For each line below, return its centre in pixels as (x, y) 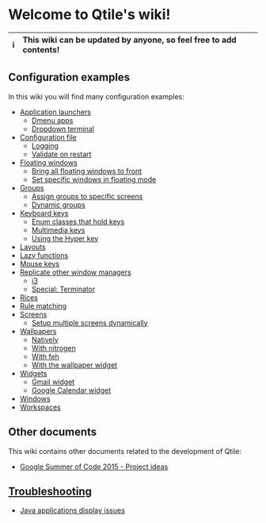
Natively (45, 340)
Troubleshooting (50, 491)
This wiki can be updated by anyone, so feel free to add (129, 40)
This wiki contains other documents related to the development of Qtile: (125, 451)
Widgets (33, 373)
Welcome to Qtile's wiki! (89, 15)
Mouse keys (40, 263)
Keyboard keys (44, 213)
